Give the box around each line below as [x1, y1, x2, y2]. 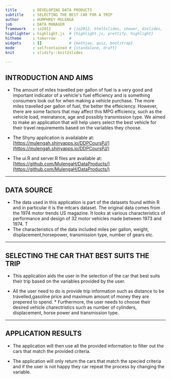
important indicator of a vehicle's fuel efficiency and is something [12, 92, 150, 98]
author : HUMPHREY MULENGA [5, 17, 74, 22]
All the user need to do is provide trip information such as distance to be [12, 288, 164, 294]
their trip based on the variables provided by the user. [12, 278, 126, 284]
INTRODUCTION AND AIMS [5, 73, 93, 82]
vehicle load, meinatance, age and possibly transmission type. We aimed [12, 114, 165, 120]
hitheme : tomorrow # [5, 36, 72, 41]
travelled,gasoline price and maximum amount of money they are [12, 293, 149, 300]
